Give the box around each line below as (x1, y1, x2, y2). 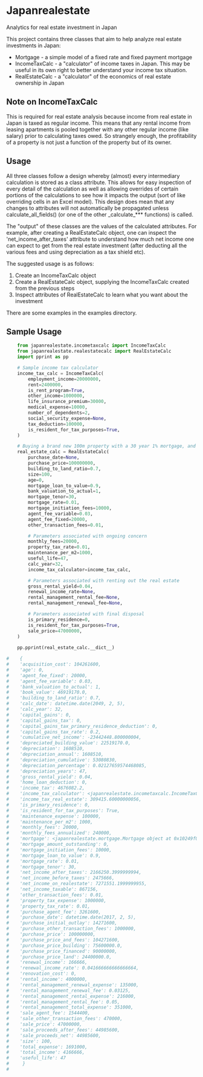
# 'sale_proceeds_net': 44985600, (6, 1032, 101, 1038)
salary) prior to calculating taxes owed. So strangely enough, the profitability (6, 132, 197, 139)
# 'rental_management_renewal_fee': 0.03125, (6, 987, 131, 994)
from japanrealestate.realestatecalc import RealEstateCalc (17, 349, 172, 355)
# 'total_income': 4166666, (6, 1049, 85, 1056)
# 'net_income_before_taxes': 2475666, (6, 875, 115, 881)
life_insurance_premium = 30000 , (28, 399, 107, 405)
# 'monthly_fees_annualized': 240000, (6, 830, 112, 836)
